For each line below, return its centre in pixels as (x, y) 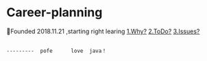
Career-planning (54, 13)
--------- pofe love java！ (57, 51)
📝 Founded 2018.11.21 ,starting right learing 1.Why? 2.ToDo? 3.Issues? (103, 31)
